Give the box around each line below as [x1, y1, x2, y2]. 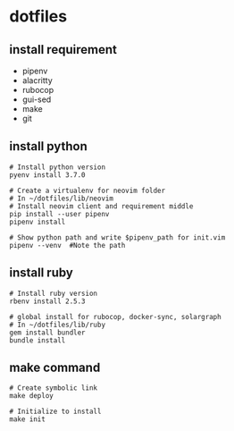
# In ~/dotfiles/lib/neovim [9, 194, 114, 203]
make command [9, 360, 101, 376]
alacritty [21, 75, 54, 86]
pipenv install [9, 217, 66, 226]
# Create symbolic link [9, 384, 98, 393]
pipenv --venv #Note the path [9, 241, 126, 249]
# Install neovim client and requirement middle [9, 201, 194, 211]
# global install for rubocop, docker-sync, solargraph [9, 312, 221, 321]
